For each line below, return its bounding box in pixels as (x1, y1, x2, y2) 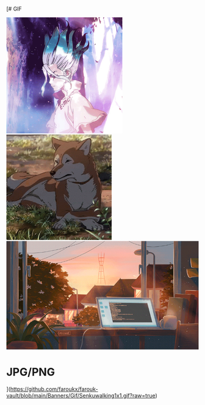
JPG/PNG (6, 365, 55, 379)
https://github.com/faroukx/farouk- (10, 385, 99, 393)
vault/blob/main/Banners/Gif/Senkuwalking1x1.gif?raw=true (6, 392, 156, 399)
